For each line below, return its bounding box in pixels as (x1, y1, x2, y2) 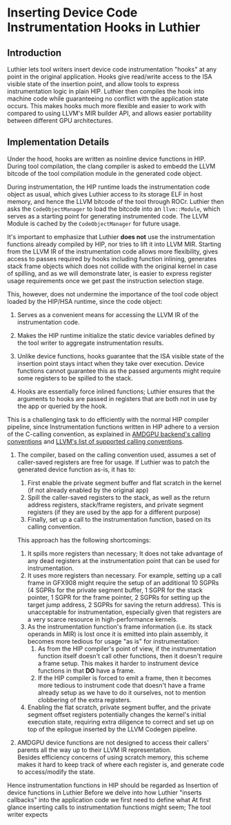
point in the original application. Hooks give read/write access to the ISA (7, 72, 212, 81)
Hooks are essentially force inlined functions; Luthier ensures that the (17, 387, 215, 396)
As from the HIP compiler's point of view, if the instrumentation (37, 644, 217, 653)
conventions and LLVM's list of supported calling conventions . (7, 437, 184, 445)
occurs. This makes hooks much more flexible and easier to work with (7, 102, 206, 110)
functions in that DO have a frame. (37, 666, 136, 675)
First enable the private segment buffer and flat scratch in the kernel (27, 478, 222, 487)
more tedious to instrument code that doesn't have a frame (37, 681, 205, 689)
